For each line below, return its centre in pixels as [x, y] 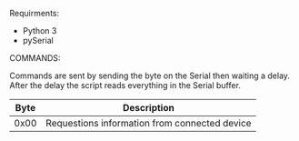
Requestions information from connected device [148, 123]
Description [148, 108]
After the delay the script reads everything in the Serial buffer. [125, 85]
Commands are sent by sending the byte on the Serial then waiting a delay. [150, 76]
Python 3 [40, 30]
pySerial [38, 40]
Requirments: [35, 13]
